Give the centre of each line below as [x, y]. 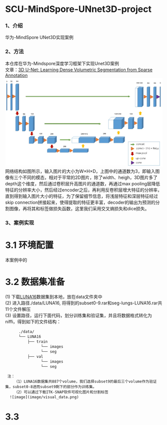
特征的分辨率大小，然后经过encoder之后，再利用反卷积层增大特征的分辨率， [83, 190]
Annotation [16, 75]
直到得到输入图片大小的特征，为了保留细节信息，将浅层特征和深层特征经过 [82, 196]
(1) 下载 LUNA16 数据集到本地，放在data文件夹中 [54, 296]
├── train [38, 342]
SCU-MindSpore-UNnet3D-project [79, 9]
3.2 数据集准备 [35, 282]
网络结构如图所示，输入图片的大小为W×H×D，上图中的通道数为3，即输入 [80, 171]
